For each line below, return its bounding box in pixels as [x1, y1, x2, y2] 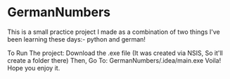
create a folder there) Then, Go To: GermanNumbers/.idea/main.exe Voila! [7, 56, 222, 64]
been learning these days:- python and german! [7, 35, 146, 43]
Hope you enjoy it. [7, 63, 60, 72]
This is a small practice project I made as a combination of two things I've [7, 28, 220, 36]
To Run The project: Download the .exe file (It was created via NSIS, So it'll [7, 49, 223, 57]
